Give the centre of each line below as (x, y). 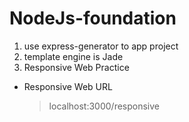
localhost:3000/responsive (104, 106)
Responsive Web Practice (76, 67)
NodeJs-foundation (93, 18)
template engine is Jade (73, 56)
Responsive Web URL (68, 86)
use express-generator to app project (101, 46)
